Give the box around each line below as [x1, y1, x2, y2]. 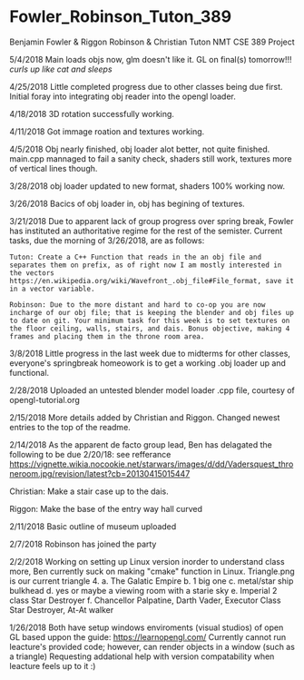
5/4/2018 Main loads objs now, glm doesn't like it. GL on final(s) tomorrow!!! [9, 54, 292, 64]
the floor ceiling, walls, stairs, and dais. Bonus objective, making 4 [9, 324, 290, 333]
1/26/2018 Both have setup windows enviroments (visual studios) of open [9, 622, 284, 633]
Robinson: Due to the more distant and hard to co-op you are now [9, 300, 266, 310]
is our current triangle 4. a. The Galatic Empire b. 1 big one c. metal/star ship [9, 575, 294, 586]
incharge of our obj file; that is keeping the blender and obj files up [9, 308, 295, 317]
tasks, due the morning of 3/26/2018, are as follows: [9, 234, 205, 246]
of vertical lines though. [9, 163, 98, 173]
